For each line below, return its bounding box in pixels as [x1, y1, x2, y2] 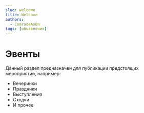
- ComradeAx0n [10, 21, 40, 27]
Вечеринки [12, 80, 37, 87]
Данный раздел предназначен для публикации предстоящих [5, 65, 139, 71]
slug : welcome [5, 7, 36, 13]
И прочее [12, 102, 34, 108]
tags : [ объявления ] [5, 26, 47, 32]
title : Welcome [5, 12, 38, 17]
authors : [5, 17, 24, 22]
